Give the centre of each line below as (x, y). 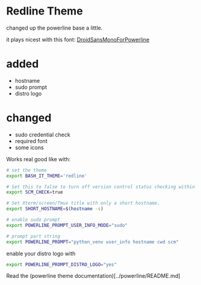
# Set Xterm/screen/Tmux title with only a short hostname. (83, 203)
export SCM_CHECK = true (35, 192)
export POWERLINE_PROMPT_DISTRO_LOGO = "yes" (62, 264)
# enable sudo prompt (33, 220)
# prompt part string (33, 236)
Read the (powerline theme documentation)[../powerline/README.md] (93, 276)
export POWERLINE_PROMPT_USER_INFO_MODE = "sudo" (67, 225)
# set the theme (26, 170)
